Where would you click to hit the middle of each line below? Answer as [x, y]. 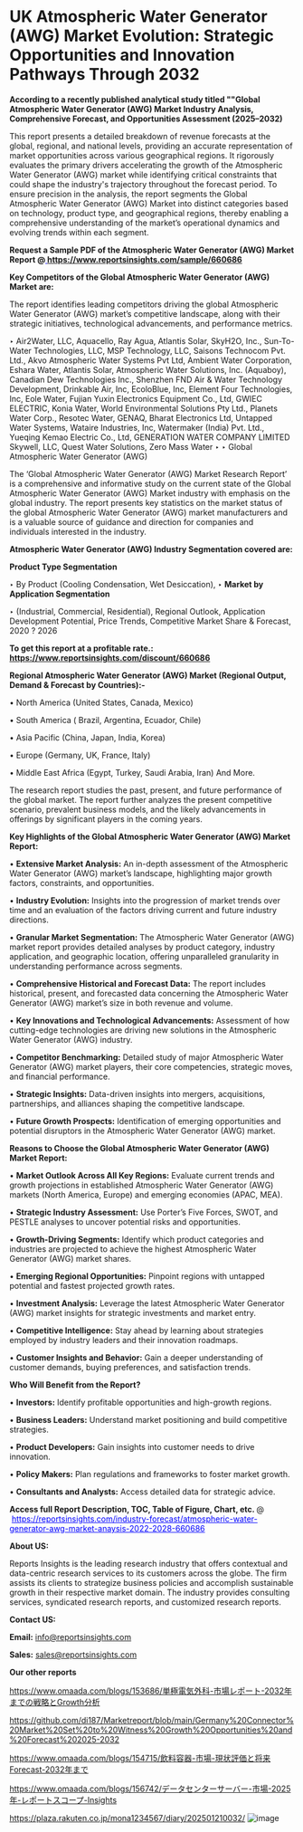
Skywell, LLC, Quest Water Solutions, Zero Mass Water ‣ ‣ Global [131, 446]
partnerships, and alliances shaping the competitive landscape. [128, 1103]
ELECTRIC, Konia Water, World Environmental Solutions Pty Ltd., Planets [144, 408]
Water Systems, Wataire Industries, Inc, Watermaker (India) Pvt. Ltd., [137, 427]
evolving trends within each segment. [79, 232]
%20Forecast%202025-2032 [65, 1739]
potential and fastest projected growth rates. [92, 1285]
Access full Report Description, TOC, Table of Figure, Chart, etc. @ [137, 1509]
